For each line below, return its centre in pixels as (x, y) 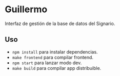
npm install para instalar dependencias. (55, 52)
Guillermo (26, 9)
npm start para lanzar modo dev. (47, 63)
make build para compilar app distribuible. (57, 68)
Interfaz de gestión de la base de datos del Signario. (60, 23)
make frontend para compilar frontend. (53, 57)
